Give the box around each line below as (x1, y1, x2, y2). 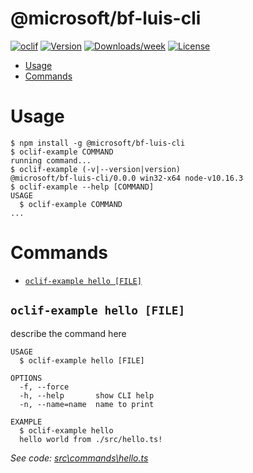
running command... (10, 155, 92, 166)
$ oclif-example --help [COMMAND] (10, 182, 155, 192)
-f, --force (19, 382, 70, 392)
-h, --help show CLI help (19, 390, 155, 401)
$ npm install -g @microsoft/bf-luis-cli (10, 138, 186, 148)
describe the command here (10, 327, 127, 339)
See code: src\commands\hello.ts (10, 452, 149, 464)
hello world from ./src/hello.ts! (19, 434, 163, 444)
